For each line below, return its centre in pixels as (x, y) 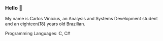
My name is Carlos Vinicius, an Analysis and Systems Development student (81, 19)
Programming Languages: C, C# (38, 34)
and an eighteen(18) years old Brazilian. (45, 24)
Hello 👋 (14, 8)
